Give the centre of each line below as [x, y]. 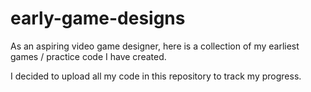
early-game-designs [98, 18]
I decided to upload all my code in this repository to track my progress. [156, 76]
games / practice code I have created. [88, 56]
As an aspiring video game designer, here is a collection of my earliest [155, 46]
